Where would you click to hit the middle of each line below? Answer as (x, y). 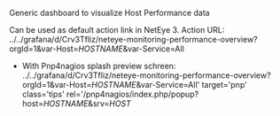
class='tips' (43, 94)
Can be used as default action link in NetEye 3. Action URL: (117, 30)
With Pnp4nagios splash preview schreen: (99, 66)
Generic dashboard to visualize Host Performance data (109, 13)
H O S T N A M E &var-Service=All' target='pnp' (170, 85)
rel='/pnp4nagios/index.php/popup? (132, 94)
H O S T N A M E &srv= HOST (87, 104)
